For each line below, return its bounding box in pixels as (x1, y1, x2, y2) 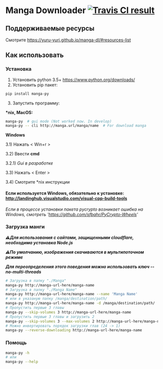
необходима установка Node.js (5, 239, 73, 245)
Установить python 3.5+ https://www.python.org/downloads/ (12, 77, 135, 83)
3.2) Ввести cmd (5, 151, 40, 157)
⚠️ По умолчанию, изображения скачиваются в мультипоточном (5, 249, 144, 255)
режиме (5, 254, 23, 260)
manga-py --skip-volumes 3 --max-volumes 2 (5, 319, 95, 324)
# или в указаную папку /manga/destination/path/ (5, 296, 108, 301)
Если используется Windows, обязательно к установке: (5, 190, 124, 196)
